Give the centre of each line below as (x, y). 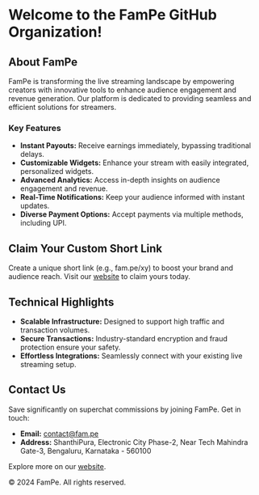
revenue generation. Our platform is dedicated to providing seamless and (130, 98)
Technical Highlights (61, 302)
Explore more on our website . (57, 466)
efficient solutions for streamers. (63, 107)
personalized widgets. (57, 171)
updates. (35, 206)
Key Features (35, 128)
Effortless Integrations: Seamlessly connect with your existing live (131, 355)
